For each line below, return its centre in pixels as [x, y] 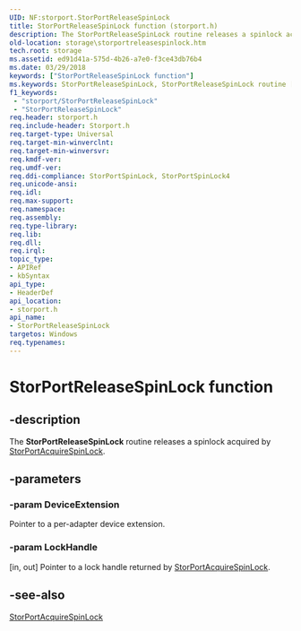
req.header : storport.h [54, 117]
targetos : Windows [43, 334]
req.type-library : [43, 226]
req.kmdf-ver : [36, 159]
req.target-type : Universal [62, 134]
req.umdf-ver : [36, 168]
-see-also [37, 596]
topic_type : [31, 259]
